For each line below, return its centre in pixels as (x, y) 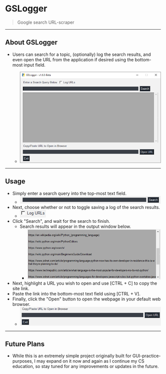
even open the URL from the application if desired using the (73, 59)
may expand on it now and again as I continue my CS (90, 361)
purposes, (23, 361)
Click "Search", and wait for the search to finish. (61, 221)
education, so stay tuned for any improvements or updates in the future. (85, 367)
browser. (21, 304)
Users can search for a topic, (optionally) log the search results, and (82, 54)
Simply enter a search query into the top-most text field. (69, 193)
